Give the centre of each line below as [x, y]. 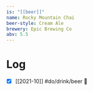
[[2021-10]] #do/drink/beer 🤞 [51, 81]
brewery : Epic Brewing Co [39, 29]
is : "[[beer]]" [26, 12]
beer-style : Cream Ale [35, 23]
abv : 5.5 [17, 35]
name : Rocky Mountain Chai [40, 18]
